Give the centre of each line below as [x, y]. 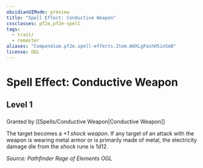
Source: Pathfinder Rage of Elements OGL [59, 158]
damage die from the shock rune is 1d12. [57, 147]
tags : [13, 29]
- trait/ [23, 35]
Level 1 [20, 105]
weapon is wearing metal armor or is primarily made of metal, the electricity [102, 140]
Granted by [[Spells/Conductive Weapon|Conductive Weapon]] [86, 122]
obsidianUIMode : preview [38, 12]
